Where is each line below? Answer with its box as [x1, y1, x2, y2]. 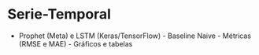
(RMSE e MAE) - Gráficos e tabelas [18, 39, 133, 48]
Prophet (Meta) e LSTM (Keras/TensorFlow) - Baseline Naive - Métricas [18, 31, 251, 40]
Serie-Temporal [7, 5, 112, 23]
